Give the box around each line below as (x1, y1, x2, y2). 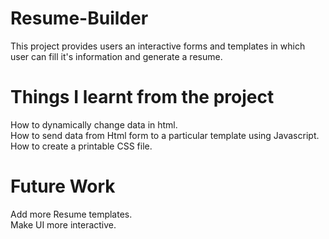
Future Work (10, 175, 116, 198)
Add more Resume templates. (10, 208, 133, 220)
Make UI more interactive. (10, 218, 117, 231)
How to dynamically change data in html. (10, 118, 178, 131)
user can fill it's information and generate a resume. (10, 50, 223, 62)
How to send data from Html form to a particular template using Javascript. (10, 129, 320, 141)
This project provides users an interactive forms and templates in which (10, 40, 306, 52)
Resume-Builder (10, 7, 149, 30)
